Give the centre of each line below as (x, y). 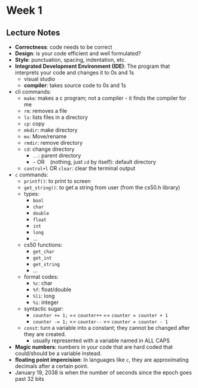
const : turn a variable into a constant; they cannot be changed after (107, 328)
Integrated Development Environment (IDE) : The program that (92, 66)
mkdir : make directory (51, 130)
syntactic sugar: (44, 309)
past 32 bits (30, 379)
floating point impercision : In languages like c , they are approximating (102, 360)
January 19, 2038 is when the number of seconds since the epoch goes (103, 372)
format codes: (41, 277)
